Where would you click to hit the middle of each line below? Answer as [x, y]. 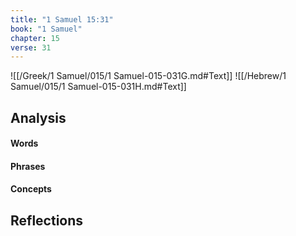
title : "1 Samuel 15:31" [62, 19]
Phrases [28, 166]
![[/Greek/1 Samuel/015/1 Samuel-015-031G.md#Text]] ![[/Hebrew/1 [148, 76]
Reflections [47, 220]
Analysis [38, 117]
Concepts [31, 189]
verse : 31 [31, 47]
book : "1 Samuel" [46, 29]
